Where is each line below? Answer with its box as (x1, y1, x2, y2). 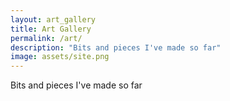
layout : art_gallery (10, 14, 97, 25)
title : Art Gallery (10, 24, 92, 34)
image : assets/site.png (10, 52, 110, 62)
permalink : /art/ (10, 33, 83, 43)
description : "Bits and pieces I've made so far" (10, 42, 222, 53)
